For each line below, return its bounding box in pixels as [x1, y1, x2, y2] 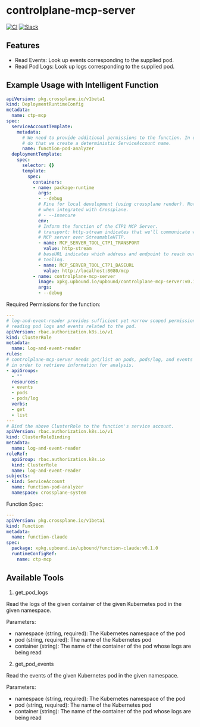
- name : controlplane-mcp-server [32, 273, 116, 279]
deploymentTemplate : [11, 151, 62, 157]
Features [6, 41, 40, 51]
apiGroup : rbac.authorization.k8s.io [11, 456, 105, 462]
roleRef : [6, 451, 28, 457]
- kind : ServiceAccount [6, 478, 65, 485]
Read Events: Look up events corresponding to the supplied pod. [14, 56, 174, 63]
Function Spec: [6, 500, 43, 508]
